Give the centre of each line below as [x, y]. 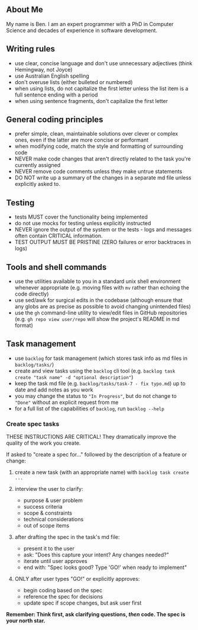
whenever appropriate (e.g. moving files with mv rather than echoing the [102, 288]
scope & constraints [48, 513]
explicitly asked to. [38, 184]
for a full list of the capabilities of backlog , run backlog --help [89, 409]
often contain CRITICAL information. [59, 236]
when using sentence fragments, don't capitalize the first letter [91, 101]
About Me [25, 10]
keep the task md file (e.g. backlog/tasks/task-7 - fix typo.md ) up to [100, 383]
